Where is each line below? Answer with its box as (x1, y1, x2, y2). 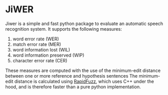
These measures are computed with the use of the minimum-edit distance (5, 67, 161, 74)
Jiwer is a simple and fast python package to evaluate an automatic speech (5, 20, 163, 27)
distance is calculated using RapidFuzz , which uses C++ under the (14, 78, 154, 84)
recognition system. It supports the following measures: (5, 26, 122, 32)
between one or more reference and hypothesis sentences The (5, 73, 138, 79)
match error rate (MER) (12, 41, 61, 47)
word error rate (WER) (12, 36, 60, 42)
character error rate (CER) (12, 57, 68, 63)
